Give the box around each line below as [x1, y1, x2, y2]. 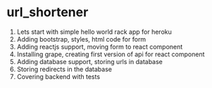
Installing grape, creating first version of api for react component [16, 50, 205, 58]
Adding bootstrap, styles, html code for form [16, 34, 146, 43]
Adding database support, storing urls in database [16, 57, 163, 65]
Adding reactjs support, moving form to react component [16, 42, 183, 51]
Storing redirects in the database [16, 65, 112, 73]
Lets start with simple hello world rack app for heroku [16, 27, 172, 36]
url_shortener [6, 4, 89, 20]
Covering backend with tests [16, 72, 100, 81]
